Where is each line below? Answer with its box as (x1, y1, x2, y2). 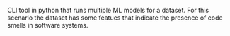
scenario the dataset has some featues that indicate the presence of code (7, 13, 223, 22)
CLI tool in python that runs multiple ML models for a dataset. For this (7, 6, 209, 14)
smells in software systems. (7, 21, 88, 29)
